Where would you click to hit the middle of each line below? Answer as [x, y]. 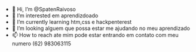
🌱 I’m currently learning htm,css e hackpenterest [72, 22]
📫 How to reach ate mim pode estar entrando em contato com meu [95, 35]
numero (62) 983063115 [42, 44]
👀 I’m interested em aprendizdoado [55, 16]
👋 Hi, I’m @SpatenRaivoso [44, 9]
